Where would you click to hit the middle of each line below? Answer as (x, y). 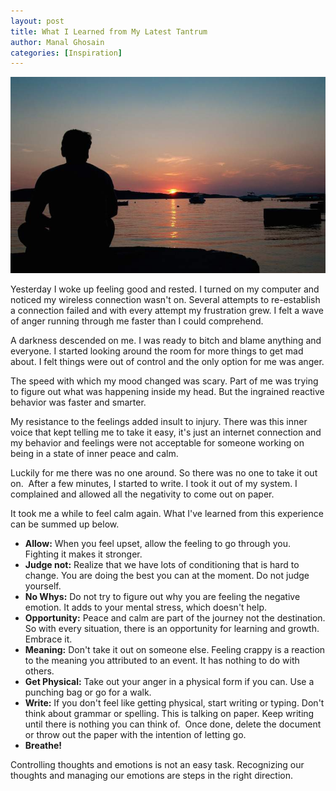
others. (39, 671)
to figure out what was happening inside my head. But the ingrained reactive (167, 392)
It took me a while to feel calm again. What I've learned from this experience (167, 514)
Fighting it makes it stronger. (83, 554)
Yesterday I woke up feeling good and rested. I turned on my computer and (165, 289)
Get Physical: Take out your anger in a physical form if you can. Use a (169, 682)
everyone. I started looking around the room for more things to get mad (157, 351)
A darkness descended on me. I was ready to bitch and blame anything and (166, 341)
